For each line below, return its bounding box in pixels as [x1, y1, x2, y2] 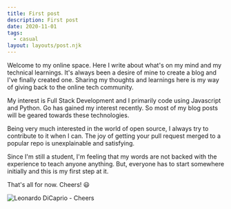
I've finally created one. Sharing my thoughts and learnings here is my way [7, 76, 219, 83]
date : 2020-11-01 [7, 23, 57, 30]
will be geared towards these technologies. [7, 111, 130, 119]
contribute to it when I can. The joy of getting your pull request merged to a [7, 132, 221, 140]
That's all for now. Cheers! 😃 [7, 181, 90, 188]
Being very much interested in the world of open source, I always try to [7, 125, 209, 132]
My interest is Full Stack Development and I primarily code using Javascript [7, 97, 221, 104]
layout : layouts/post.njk [7, 42, 81, 49]
